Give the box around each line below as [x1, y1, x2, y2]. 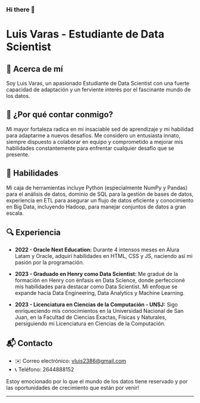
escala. [6, 209, 24, 217]
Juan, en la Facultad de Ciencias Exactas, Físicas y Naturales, [14, 313, 167, 321]
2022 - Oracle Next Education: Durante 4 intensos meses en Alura [14, 246, 180, 253]
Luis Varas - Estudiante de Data [6, 27, 165, 41]
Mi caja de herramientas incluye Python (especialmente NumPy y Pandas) [6, 184, 188, 191]
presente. [6, 150, 30, 158]
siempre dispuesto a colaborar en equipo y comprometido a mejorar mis [6, 138, 183, 145]
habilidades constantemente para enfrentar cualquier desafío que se [6, 144, 174, 152]
